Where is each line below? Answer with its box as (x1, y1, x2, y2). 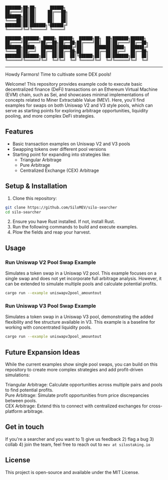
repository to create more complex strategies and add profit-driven (5, 366, 143, 372)
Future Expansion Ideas (5, 348, 80, 356)
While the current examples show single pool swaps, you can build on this (5, 361, 158, 367)
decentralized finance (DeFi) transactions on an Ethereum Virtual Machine (5, 86, 158, 92)
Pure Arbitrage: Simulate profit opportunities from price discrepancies (5, 392, 149, 398)
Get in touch (5, 423, 44, 431)
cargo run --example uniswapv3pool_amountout (5, 334, 101, 339)
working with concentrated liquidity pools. (5, 324, 92, 331)
